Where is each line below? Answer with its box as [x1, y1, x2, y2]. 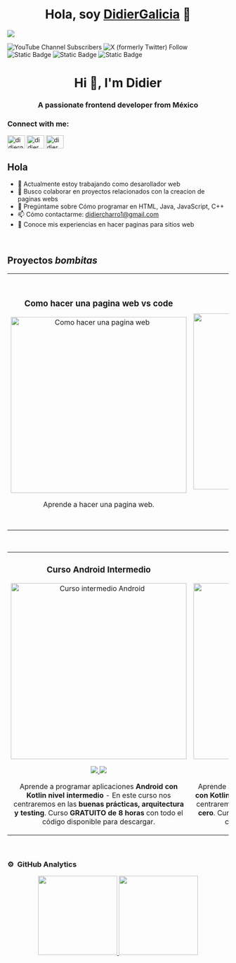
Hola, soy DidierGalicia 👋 [45, 6, 191, 23]
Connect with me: [7, 119, 70, 129]
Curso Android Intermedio [46, 565, 151, 576]
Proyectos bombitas [7, 254, 98, 266]
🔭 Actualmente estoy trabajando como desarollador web [17, 180, 181, 189]
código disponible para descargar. [41, 817, 156, 826]
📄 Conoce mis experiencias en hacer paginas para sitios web [17, 220, 195, 229]
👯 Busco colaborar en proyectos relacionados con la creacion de [17, 187, 205, 196]
